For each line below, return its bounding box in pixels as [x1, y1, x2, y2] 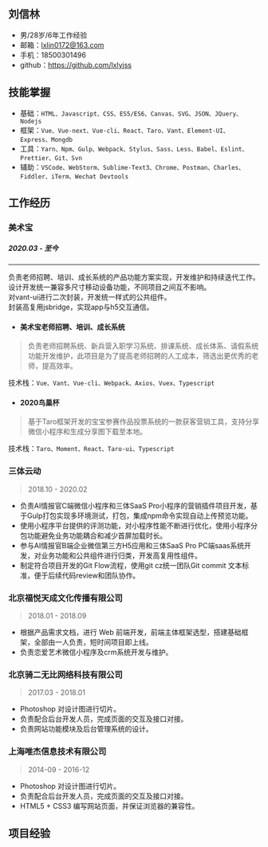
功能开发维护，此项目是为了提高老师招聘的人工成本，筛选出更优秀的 [27, 351, 252, 361]
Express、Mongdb [19, 135, 73, 143]
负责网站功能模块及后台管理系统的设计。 [19, 724, 153, 734]
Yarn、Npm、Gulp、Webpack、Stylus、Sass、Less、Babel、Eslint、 [41, 145, 249, 153]
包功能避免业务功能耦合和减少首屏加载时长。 [19, 531, 167, 540]
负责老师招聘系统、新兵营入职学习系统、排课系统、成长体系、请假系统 [27, 341, 259, 351]
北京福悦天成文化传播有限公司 [8, 592, 124, 603]
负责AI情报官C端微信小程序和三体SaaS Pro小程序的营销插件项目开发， [19, 500, 251, 510]
